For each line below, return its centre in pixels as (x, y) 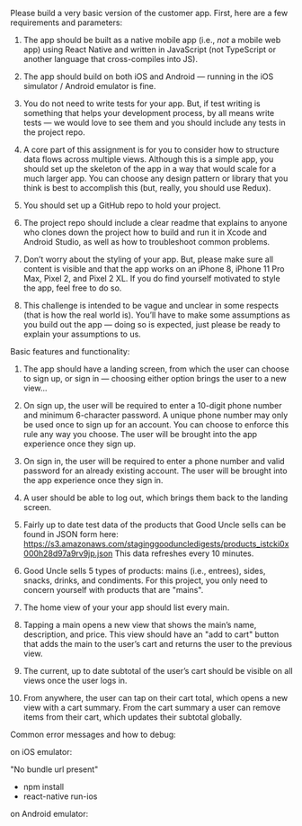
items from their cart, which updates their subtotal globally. (133, 717)
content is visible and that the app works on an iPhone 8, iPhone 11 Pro (154, 269)
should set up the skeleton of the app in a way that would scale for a (150, 169)
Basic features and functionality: (70, 351)
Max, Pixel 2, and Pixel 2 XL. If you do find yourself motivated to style (152, 278)
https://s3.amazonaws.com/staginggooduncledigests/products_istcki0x (156, 544)
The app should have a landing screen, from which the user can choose (156, 369)
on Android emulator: (49, 814)
